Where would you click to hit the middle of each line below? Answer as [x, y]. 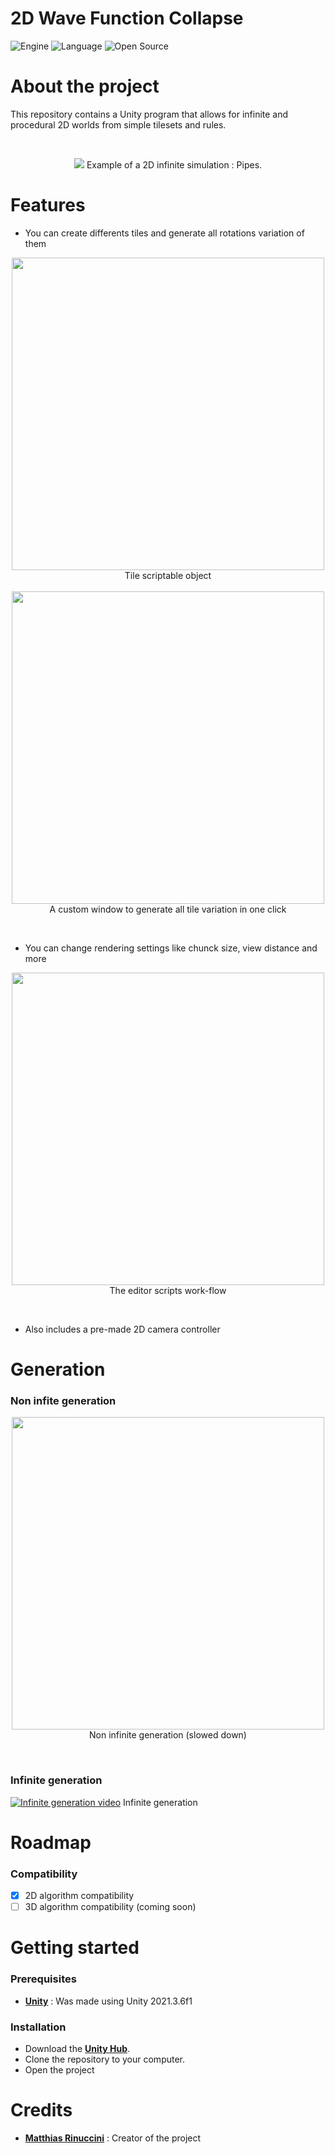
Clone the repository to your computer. [105, 2059]
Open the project [59, 2069]
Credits [41, 2110]
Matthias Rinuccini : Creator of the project [113, 2138]
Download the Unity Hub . [77, 2048]
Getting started [75, 1948]
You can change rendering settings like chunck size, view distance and [171, 948]
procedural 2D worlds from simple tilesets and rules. [118, 124]
